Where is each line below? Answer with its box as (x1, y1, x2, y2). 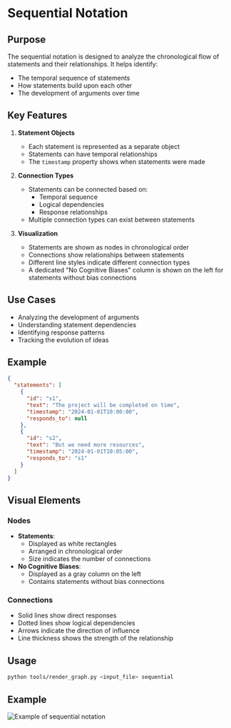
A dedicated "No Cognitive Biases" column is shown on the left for (28, 265, 224, 274)
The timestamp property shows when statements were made (28, 157, 205, 165)
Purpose (7, 34, 46, 46)
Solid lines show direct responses (17, 611, 117, 620)
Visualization (17, 229, 58, 237)
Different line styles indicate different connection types (28, 258, 190, 267)
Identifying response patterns (17, 328, 105, 337)
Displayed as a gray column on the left (28, 570, 141, 578)
